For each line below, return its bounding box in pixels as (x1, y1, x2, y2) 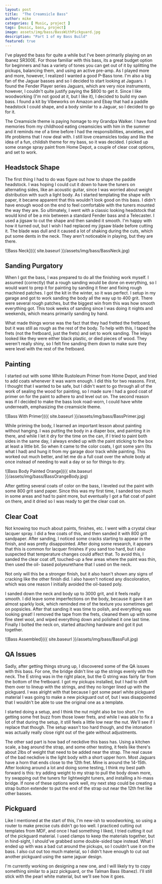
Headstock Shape (5, 163, 60, 172)
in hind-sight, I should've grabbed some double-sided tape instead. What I (5, 838, 153, 844)
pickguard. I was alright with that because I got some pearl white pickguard (5, 689, 155, 695)
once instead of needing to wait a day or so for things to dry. (5, 459, 126, 465)
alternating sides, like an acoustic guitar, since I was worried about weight (5, 187, 152, 192)
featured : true (5, 39, 36, 44)
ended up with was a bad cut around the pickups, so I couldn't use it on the (5, 843, 155, 849)
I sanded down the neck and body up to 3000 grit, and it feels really (5, 591, 140, 596)
